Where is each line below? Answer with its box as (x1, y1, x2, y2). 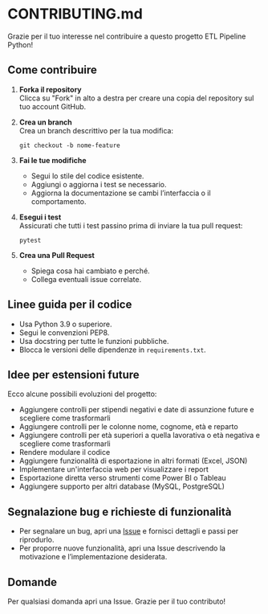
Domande (7, 575, 58, 589)
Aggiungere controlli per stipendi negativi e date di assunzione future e (18, 405, 254, 415)
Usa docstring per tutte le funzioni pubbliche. (18, 336, 169, 346)
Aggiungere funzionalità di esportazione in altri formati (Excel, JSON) (18, 456, 248, 466)
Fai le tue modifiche (18, 155, 87, 165)
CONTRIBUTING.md (7, 5, 144, 23)
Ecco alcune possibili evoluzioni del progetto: (7, 389, 157, 399)
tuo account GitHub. (18, 101, 87, 111)
